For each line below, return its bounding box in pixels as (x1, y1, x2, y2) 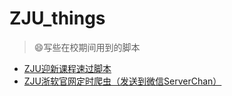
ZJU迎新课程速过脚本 (23, 62, 112, 74)
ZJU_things (9, 7, 106, 30)
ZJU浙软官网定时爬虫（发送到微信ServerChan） (23, 75, 222, 87)
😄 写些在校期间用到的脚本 (33, 41, 141, 53)
